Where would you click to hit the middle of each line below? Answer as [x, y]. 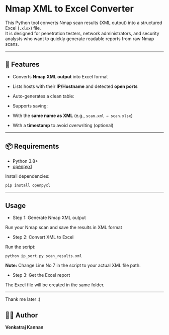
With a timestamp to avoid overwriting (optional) [63, 125]
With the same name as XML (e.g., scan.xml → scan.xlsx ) [72, 116]
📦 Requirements [32, 146]
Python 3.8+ [25, 161]
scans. [12, 44]
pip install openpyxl [28, 185]
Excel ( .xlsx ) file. [23, 28]
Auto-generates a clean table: [43, 96]
